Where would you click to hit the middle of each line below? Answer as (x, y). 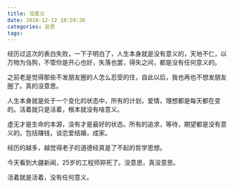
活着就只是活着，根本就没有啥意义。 (71, 109)
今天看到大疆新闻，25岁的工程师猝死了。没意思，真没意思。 (93, 163)
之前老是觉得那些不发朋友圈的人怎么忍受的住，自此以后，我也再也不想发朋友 (117, 77)
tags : (15, 33)
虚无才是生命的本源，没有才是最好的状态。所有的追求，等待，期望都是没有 (114, 124)
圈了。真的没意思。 (35, 86)
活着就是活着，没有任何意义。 (50, 178)
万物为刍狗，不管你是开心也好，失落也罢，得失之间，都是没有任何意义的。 (114, 63)
